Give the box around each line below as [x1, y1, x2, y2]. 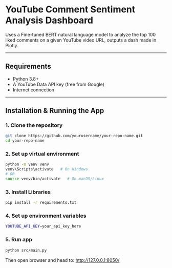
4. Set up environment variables [5, 212, 87, 219]
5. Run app [5, 236, 32, 243]
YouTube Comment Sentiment [5, 4, 136, 15]
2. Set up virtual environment [5, 150, 79, 158]
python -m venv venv [5, 162, 50, 167]
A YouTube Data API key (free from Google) [12, 81, 105, 87]
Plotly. [5, 42, 19, 48]
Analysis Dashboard [5, 14, 94, 26]
